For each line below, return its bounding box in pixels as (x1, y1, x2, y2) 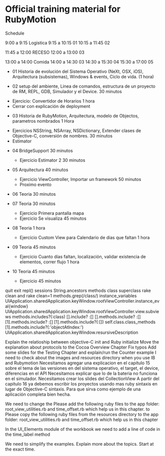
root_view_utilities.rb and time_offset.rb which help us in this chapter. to (5, 406, 150, 412)
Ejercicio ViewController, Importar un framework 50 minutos (19, 176, 141, 182)
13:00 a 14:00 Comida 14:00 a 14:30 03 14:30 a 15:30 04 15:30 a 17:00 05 (5, 59, 154, 65)
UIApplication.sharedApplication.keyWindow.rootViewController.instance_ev (5, 298, 160, 304)
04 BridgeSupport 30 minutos (12, 147, 73, 153)
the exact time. (5, 446, 35, 452)
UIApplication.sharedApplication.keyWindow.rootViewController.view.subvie (5, 308, 159, 314)
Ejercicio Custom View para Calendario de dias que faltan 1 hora (19, 234, 150, 240)
